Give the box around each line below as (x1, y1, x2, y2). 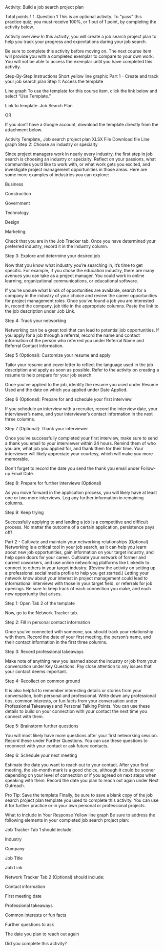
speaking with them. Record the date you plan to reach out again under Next (5, 778, 159, 783)
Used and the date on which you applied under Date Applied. (5, 387, 128, 393)
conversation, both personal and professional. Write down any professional (5, 693, 156, 698)
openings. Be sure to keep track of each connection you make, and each (5, 586, 151, 591)
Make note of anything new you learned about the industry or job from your (5, 658, 157, 664)
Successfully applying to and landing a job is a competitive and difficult (5, 519, 148, 525)
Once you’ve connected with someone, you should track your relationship (5, 629, 154, 634)
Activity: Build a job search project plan (5, 4, 84, 10)
